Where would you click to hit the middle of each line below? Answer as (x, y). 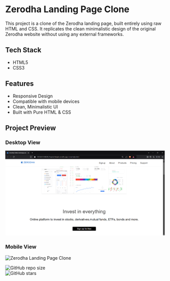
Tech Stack (23, 50)
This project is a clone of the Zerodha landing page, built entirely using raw (83, 23)
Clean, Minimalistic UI (35, 107)
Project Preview (31, 128)
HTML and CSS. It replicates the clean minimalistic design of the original (80, 28)
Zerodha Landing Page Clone (68, 9)
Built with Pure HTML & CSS (42, 112)
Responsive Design (33, 96)
